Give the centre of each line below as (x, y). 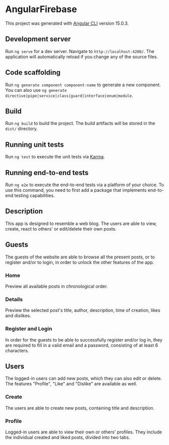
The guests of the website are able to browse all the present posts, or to (80, 257)
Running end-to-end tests (47, 173)
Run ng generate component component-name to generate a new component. (83, 85)
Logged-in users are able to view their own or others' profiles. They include (84, 432)
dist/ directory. (21, 129)
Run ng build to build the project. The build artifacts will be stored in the (80, 123)
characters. (17, 350)
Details (14, 299)
